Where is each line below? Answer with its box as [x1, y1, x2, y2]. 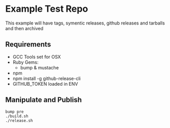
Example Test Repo [5, 3, 88, 15]
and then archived [5, 25, 43, 31]
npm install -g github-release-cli [12, 75, 81, 82]
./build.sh [5, 113, 29, 119]
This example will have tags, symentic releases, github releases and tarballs [5, 20, 165, 26]
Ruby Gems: [12, 59, 39, 65]
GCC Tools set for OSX [12, 54, 61, 60]
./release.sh [5, 118, 33, 123]
